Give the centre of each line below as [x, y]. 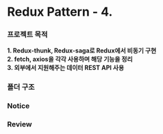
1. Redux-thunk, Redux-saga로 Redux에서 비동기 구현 [82, 51]
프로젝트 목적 [27, 35]
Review [20, 124]
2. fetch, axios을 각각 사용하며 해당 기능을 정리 [70, 59]
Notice [18, 106]
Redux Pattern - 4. [60, 12]
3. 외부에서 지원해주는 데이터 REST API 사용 [66, 68]
